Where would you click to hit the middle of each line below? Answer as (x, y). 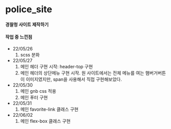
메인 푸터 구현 (34, 97)
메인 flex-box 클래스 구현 (45, 121)
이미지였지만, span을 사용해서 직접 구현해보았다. (74, 79)
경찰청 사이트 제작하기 (27, 24)
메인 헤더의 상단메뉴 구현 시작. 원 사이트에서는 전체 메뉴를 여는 (82, 73)
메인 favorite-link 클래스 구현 (49, 109)
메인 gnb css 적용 (38, 91)
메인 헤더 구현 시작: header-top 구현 (56, 66)
